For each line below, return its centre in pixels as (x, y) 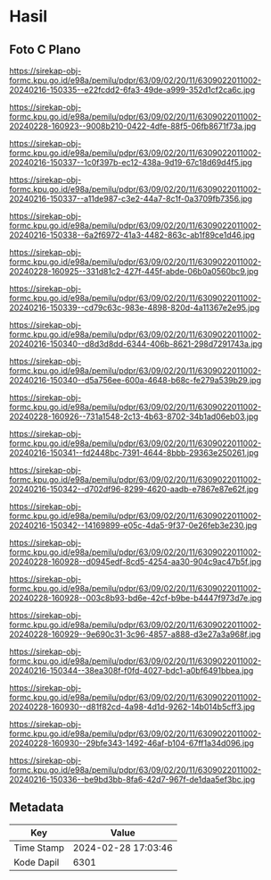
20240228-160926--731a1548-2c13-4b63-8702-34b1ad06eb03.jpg (134, 416)
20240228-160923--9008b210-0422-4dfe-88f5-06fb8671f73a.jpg (133, 126)
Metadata (37, 807)
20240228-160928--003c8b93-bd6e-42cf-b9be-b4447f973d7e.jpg (135, 598)
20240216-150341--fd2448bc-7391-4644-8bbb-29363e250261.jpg (134, 453)
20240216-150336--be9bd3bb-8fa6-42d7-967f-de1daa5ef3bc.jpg (132, 779)
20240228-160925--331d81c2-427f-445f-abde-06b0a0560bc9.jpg (134, 271)
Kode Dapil (37, 862)
